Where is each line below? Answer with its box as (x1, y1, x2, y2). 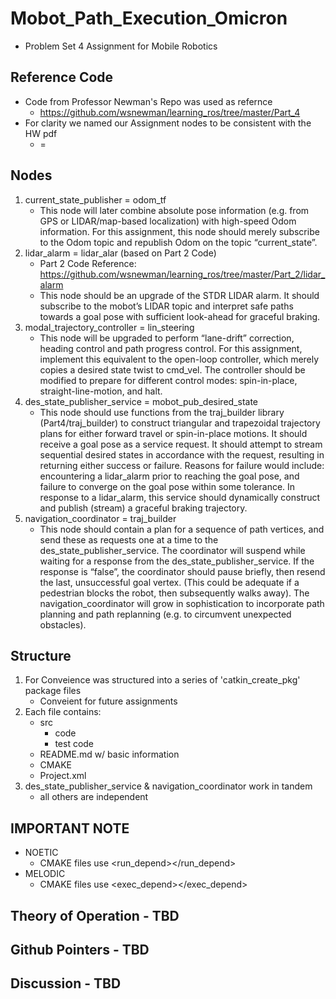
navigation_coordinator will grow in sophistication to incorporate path (39, 597, 325, 609)
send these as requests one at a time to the (39, 533, 219, 546)
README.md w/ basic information (39, 748, 180, 761)
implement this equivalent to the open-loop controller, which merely (39, 353, 320, 365)
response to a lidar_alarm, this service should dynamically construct (39, 491, 321, 503)
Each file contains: (24, 706, 102, 718)
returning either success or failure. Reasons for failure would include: (39, 459, 325, 471)
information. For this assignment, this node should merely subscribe (39, 225, 320, 237)
